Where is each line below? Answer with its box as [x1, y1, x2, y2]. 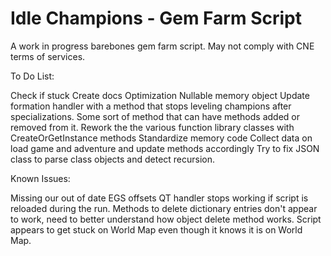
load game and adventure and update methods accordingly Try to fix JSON [10, 142, 320, 154]
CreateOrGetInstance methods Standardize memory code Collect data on [10, 132, 313, 144]
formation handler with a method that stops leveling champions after [10, 100, 292, 112]
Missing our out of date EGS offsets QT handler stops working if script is [10, 192, 309, 204]
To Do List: [10, 70, 55, 82]
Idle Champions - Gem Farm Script [10, 7, 302, 30]
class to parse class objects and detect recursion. [10, 153, 216, 165]
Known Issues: [10, 172, 71, 184]
